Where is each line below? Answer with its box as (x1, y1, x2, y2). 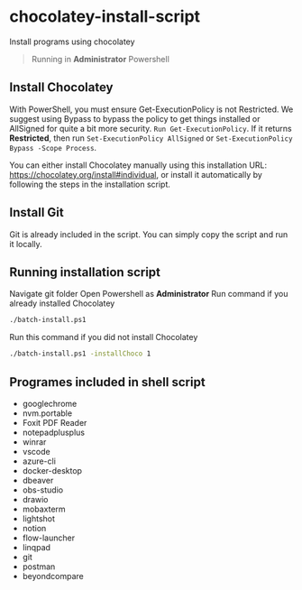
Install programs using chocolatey (9, 36, 135, 47)
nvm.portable (22, 408, 73, 419)
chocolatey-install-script (9, 6, 201, 27)
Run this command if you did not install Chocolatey (9, 332, 198, 343)
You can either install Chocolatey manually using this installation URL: (9, 160, 268, 171)
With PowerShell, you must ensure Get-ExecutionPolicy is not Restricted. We (9, 104, 294, 115)
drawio (22, 493, 49, 504)
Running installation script (9, 264, 160, 280)
